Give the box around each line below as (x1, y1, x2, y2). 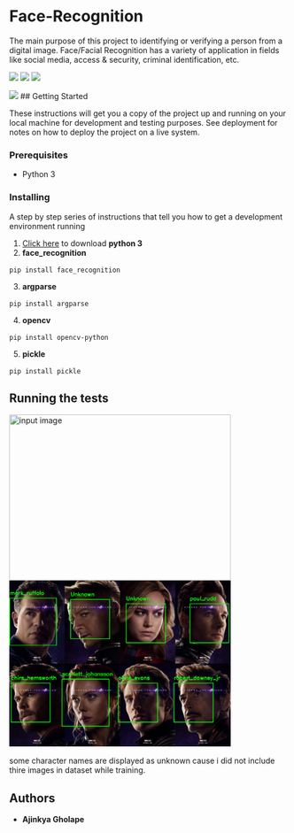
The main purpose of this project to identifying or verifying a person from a (9, 35, 283, 46)
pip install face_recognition (9, 266, 121, 274)
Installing (9, 191, 50, 204)
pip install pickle (9, 366, 81, 375)
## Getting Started (19, 90, 89, 101)
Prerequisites (9, 149, 68, 161)
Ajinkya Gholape (21, 814, 85, 825)
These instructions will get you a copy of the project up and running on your (9, 108, 286, 119)
